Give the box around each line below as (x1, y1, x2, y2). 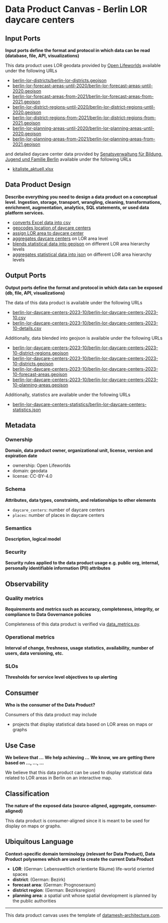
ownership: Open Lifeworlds (12, 462, 71, 469)
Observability (5, 579, 49, 588)
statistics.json (12, 407, 41, 413)
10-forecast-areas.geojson (12, 371, 67, 377)
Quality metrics (5, 594, 43, 601)
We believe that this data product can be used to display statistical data (5, 770, 152, 776)
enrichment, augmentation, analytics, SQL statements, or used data (5, 204, 149, 210)
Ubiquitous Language (5, 837, 73, 846)
